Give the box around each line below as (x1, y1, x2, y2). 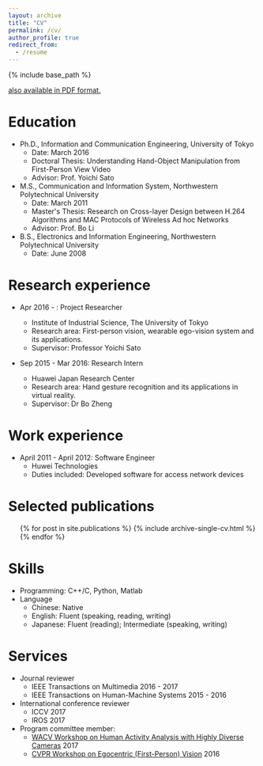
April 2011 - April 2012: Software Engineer (19, 453, 156, 462)
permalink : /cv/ (8, 26, 62, 34)
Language (19, 594, 53, 604)
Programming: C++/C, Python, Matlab (19, 586, 144, 595)
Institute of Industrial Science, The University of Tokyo (31, 317, 209, 327)
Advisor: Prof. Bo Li (31, 223, 95, 233)
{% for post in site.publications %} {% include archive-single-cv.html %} (19, 523, 256, 533)
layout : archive (8, 11, 62, 20)
